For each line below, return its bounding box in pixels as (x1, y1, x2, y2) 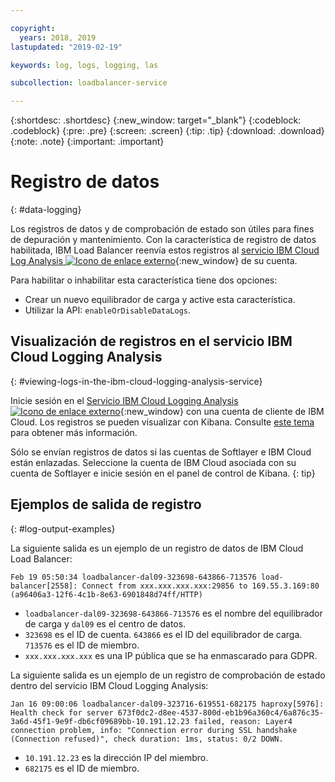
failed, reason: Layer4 (193, 716, 293, 726)
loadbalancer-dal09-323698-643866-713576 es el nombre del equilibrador (24, 607, 323, 619)
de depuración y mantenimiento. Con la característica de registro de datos (10, 234, 317, 246)
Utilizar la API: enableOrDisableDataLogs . (24, 304, 191, 316)
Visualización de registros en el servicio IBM (10, 333, 293, 350)
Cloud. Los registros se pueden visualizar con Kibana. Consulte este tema (10, 416, 315, 428)
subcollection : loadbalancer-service (10, 78, 168, 88)
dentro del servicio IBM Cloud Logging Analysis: (10, 679, 209, 691)
